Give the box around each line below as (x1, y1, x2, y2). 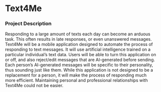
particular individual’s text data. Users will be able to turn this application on (5, 52, 156, 58)
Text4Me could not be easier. (5, 83, 64, 89)
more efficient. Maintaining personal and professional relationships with (5, 77, 148, 83)
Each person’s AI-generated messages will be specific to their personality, (5, 62, 154, 68)
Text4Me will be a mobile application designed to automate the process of (5, 42, 153, 47)
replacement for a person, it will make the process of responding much (5, 72, 147, 78)
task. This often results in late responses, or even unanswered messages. (5, 36, 152, 42)
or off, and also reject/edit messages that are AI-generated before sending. (5, 57, 155, 63)
